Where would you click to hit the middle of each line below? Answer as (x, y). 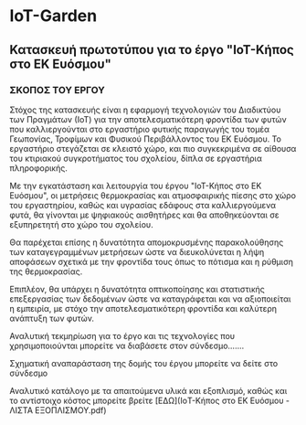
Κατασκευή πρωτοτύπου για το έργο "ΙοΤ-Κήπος (152, 50)
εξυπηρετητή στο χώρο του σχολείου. (81, 224)
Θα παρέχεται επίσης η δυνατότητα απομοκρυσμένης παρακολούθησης (147, 242)
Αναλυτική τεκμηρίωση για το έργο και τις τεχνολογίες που (122, 335)
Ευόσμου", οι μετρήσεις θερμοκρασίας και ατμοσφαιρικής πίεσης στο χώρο (153, 195)
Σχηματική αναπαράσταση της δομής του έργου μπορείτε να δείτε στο (144, 363)
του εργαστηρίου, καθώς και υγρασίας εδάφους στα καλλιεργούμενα (143, 205)
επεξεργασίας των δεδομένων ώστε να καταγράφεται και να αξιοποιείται (150, 299)
